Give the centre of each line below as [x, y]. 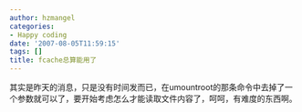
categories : [32, 26]
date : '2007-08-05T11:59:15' [65, 43]
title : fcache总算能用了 [53, 60]
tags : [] [26, 52]
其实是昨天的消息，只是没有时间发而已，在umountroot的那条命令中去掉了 [147, 87]
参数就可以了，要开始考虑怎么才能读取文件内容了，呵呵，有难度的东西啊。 [157, 98]
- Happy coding [38, 35]
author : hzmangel [42, 18]
